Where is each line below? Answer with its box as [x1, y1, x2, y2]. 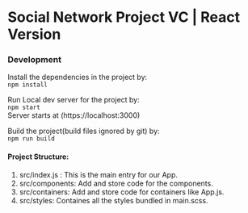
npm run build [7, 135, 56, 143]
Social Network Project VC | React [7, 8, 240, 27]
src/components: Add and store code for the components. [19, 178, 213, 188]
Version [7, 25, 61, 44]
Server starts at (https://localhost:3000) [7, 111, 141, 120]
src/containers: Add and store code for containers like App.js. [19, 186, 225, 197]
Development [7, 54, 62, 65]
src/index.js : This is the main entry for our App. [19, 169, 179, 179]
